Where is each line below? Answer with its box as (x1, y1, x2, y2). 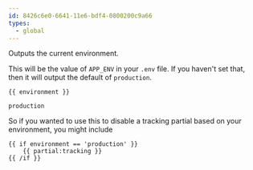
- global (15, 26, 45, 34)
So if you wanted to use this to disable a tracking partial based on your (8, 116, 243, 126)
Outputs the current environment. (8, 49, 119, 59)
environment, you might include (8, 125, 113, 135)
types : (8, 19, 31, 27)
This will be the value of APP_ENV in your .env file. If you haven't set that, (8, 64, 246, 74)
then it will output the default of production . (8, 73, 153, 83)
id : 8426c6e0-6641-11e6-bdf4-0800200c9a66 (8, 11, 153, 20)
